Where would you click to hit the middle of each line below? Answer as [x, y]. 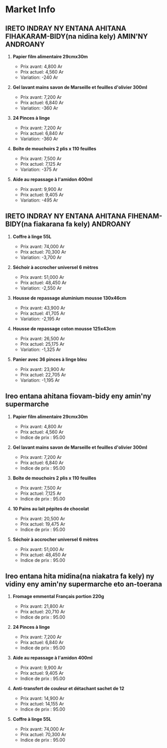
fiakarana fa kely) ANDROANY [82, 224]
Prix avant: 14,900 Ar [42, 698]
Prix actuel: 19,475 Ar [43, 524]
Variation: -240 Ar [39, 77]
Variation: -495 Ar [39, 200]
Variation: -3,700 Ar [41, 257]
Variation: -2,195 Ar [40, 319]
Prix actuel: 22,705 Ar [43, 375]
